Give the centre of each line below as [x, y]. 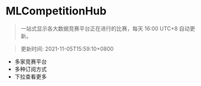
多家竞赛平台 [30, 61]
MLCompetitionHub [56, 11]
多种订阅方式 [30, 69]
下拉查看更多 [30, 76]
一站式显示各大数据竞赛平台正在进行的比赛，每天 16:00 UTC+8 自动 [105, 28]
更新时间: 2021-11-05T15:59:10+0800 [67, 49]
